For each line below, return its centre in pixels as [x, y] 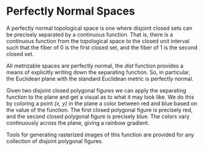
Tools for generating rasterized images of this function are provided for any [100, 135]
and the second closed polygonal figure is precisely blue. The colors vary [98, 116]
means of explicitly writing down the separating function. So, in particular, [98, 72]
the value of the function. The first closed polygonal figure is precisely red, [99, 110]
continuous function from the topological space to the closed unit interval [98, 41]
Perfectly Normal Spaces [71, 11]
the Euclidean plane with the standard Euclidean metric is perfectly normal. [100, 79]
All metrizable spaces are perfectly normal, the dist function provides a [95, 66]
